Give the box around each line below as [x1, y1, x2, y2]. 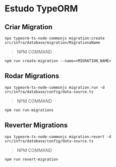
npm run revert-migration [4, 157, 58, 162]
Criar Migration [4, 23, 53, 31]
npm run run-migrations [4, 108, 54, 112]
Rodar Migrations [4, 72, 59, 80]
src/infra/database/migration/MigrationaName [4, 40, 100, 45]
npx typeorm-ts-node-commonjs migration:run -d [4, 85, 105, 90]
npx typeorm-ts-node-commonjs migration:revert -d [4, 134, 112, 139]
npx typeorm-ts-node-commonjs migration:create [4, 36, 105, 41]
